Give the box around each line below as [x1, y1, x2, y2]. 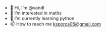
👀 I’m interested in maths [10, 10, 62, 16]
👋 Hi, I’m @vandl [10, 5, 44, 10]
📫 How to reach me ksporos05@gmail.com [10, 21, 101, 27]
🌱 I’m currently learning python [10, 15, 75, 21]
